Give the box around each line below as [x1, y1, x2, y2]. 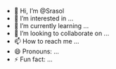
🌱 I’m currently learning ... [13, 22, 89, 30]
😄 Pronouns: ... [13, 47, 60, 56]
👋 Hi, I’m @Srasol [13, 7, 65, 15]
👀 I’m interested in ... [13, 14, 74, 23]
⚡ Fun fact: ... [13, 55, 53, 63]
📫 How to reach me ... [13, 37, 79, 45]
